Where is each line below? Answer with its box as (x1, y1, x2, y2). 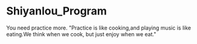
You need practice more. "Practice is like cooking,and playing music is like (6, 24, 192, 31)
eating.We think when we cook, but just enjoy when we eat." (6, 30, 157, 37)
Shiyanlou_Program (6, 4, 107, 18)
